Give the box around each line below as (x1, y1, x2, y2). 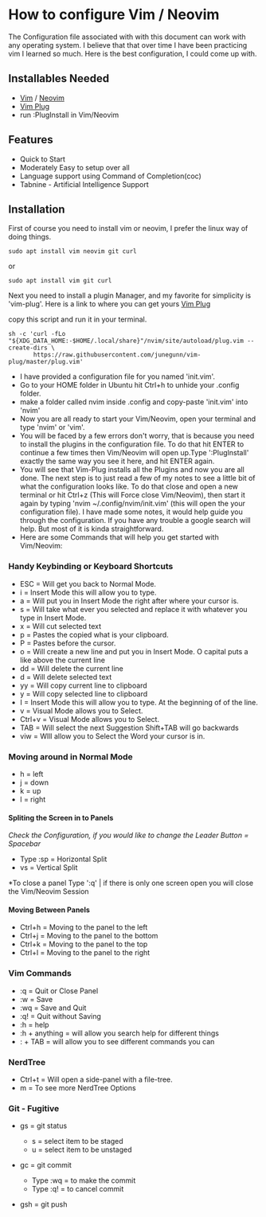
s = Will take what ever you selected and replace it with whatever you (19, 604, 248, 614)
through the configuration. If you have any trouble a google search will (19, 516, 251, 525)
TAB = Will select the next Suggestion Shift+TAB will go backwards (19, 723, 239, 732)
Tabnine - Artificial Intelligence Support (19, 179, 149, 189)
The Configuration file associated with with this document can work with (8, 32, 246, 41)
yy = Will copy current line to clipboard (19, 681, 147, 690)
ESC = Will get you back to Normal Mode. (19, 579, 157, 588)
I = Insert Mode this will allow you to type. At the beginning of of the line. (19, 697, 259, 707)
